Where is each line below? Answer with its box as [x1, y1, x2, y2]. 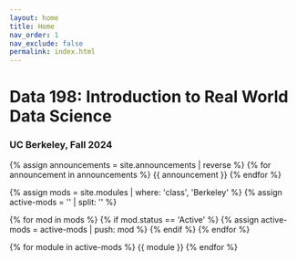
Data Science [9, 106, 112, 127]
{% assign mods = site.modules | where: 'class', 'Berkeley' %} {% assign [9, 186, 282, 197]
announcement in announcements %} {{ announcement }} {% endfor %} [9, 169, 282, 180]
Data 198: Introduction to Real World [9, 87, 289, 108]
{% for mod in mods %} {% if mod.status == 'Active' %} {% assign [9, 214, 260, 224]
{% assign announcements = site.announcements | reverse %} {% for [9, 159, 271, 170]
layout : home [9, 13, 59, 23]
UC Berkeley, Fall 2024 [9, 139, 113, 151]
